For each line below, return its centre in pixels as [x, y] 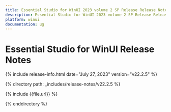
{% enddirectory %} [26, 104]
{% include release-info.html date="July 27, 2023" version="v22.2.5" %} [81, 74]
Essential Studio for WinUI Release [80, 49]
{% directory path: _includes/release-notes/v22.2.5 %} [63, 84]
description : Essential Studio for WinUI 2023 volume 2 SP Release [78, 15]
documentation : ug [25, 24]
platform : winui [22, 19]
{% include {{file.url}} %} [32, 94]
